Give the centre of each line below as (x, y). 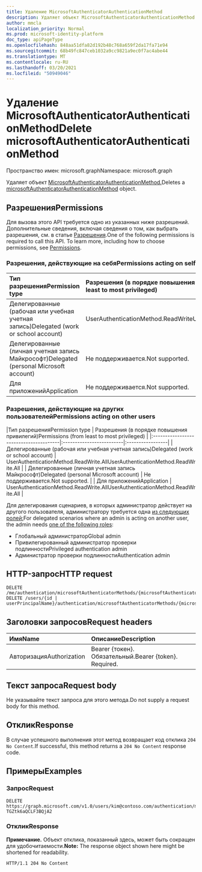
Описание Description (123, 639)
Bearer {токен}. (113, 649)
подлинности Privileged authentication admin (71, 549)
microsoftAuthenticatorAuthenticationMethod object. (72, 189)
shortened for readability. (38, 852)
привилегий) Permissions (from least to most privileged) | (77, 436)
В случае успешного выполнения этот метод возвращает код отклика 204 (101, 739)
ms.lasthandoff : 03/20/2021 (41, 68)
